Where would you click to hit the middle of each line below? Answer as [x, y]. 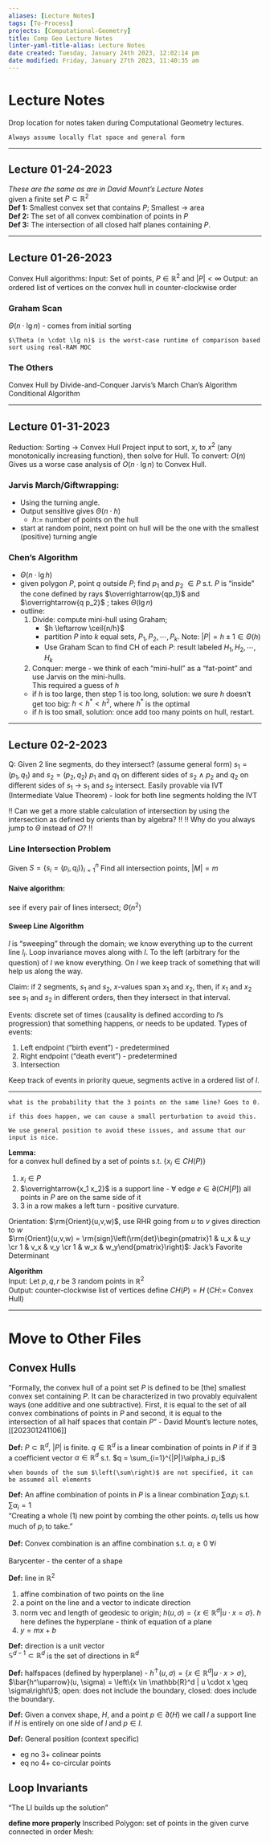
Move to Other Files [75, 1339]
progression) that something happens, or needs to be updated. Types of [128, 1023]
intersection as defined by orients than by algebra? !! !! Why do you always [132, 820]
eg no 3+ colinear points [61, 1754]
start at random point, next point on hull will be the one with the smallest [139, 528]
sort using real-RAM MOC [50, 348]
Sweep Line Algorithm [46, 926]
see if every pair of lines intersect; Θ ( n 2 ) [75, 907]
